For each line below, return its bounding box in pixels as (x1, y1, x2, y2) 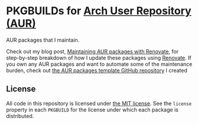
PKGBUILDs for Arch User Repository (6, 4, 191, 18)
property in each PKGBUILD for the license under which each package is (6, 106, 178, 113)
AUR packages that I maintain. (6, 36, 80, 43)
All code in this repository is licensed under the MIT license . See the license (6, 100, 192, 107)
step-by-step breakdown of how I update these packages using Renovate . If (6, 54, 192, 61)
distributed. (6, 112, 34, 119)
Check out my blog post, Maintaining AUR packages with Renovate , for (6, 47, 179, 55)
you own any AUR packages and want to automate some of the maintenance (6, 61, 193, 68)
